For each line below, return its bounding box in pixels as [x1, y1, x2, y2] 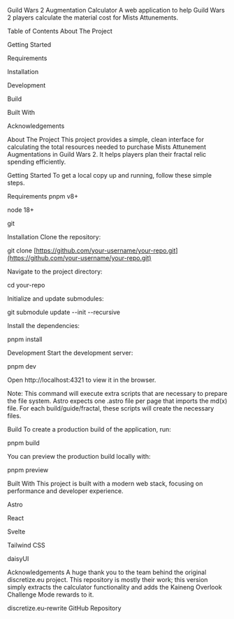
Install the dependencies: [7, 322, 80, 329]
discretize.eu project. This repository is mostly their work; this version [7, 576, 208, 583]
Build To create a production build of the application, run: [7, 425, 171, 433]
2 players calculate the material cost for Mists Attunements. [7, 13, 179, 22]
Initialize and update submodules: [7, 294, 104, 303]
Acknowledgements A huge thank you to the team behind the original [7, 568, 207, 576]
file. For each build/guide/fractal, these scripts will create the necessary [7, 404, 214, 412]
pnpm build [7, 439, 40, 447]
